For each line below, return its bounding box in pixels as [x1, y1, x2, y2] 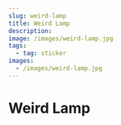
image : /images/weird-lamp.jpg [8, 34, 114, 43]
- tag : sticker [15, 49, 67, 57]
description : [8, 27, 52, 35]
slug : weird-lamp [8, 11, 67, 20]
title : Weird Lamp [8, 19, 70, 27]
